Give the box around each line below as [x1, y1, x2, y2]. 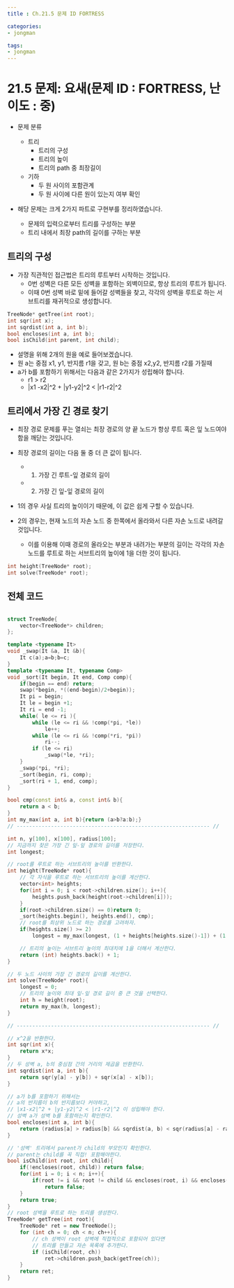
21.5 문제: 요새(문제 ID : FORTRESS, [7, 81, 207, 96]
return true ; [19, 1196, 58, 1203]
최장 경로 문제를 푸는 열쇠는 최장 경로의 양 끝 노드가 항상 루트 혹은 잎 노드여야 [17, 425, 227, 433]
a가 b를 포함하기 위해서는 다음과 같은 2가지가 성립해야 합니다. [17, 368, 185, 376]
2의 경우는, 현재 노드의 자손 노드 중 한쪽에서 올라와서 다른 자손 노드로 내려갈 [17, 516, 224, 525]
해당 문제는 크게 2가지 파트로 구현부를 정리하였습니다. [17, 205, 163, 213]
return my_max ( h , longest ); [19, 1003, 101, 1010]
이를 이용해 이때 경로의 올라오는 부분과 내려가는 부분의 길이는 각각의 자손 [27, 540, 225, 549]
